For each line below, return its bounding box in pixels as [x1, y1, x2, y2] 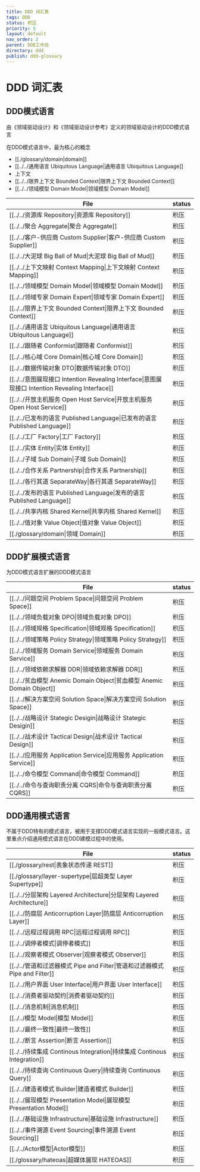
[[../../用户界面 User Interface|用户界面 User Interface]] [9, 980, 162, 989]
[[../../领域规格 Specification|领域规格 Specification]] [9, 624, 156, 633]
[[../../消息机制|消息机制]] [9, 1003, 79, 1011]
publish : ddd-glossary [6, 53, 62, 59]
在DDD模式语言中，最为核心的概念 [6, 143, 91, 151]
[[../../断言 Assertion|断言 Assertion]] [9, 1036, 112, 1045]
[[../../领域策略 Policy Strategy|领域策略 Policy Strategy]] [9, 636, 167, 644]
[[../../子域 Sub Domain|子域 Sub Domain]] [9, 455, 127, 463]
